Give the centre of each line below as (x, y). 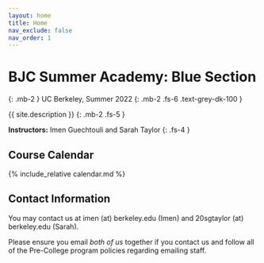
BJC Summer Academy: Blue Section (132, 77)
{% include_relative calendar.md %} (67, 174)
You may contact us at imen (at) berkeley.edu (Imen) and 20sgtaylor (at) (126, 218)
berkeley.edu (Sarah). (44, 226)
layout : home (30, 15)
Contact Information (59, 199)
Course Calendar (51, 155)
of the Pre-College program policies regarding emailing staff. (107, 250)
